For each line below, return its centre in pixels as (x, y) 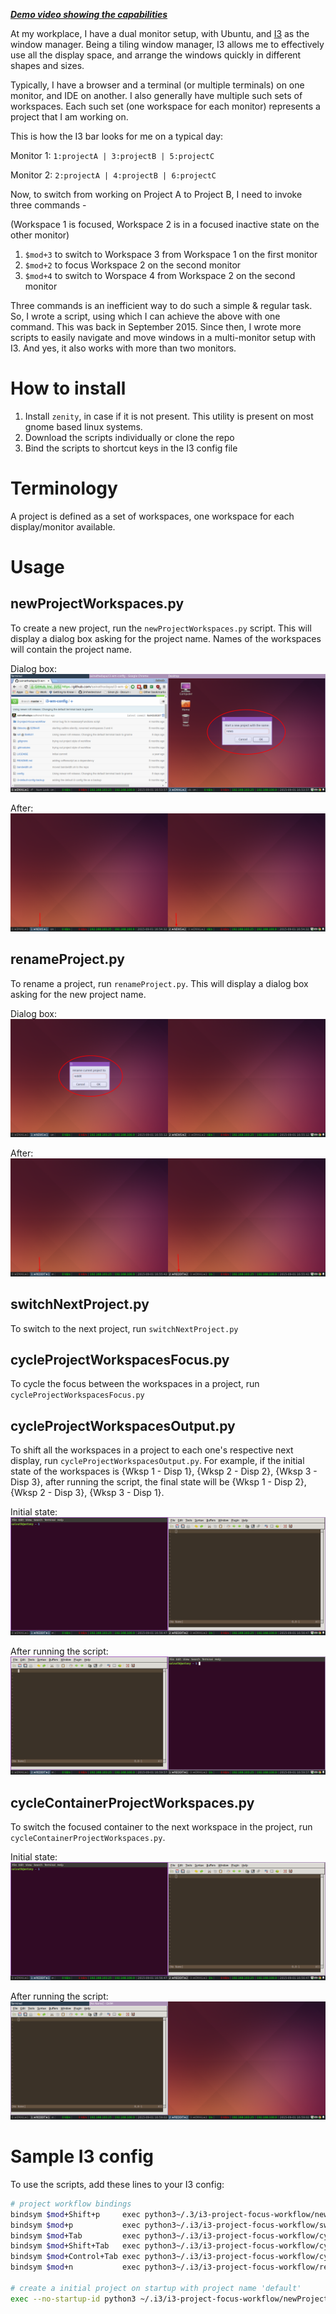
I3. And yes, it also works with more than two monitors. (123, 348)
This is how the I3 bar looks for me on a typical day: (117, 136)
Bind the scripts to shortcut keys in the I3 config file (131, 448)
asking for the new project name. (78, 994)
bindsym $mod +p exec (75, 2225)
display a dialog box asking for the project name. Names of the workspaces (166, 638)
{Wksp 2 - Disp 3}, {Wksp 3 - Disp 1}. (87, 1493)
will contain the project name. (71, 649)
